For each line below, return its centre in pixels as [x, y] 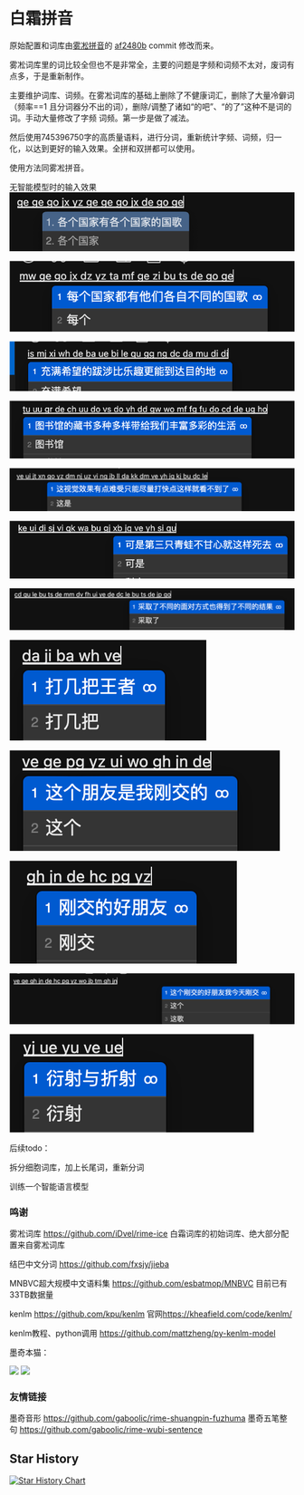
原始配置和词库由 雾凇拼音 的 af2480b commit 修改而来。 [114, 45]
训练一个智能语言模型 [49, 1186]
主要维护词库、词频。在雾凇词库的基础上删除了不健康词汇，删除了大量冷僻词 [152, 95]
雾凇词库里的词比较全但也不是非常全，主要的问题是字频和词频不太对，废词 [148, 64]
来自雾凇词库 [41, 1245]
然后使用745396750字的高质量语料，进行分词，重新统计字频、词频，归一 [146, 137]
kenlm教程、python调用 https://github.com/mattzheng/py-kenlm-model [142, 1333]
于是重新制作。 [61, 76]
